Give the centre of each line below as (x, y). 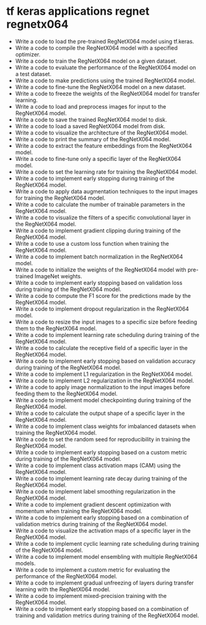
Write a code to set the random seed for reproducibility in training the (103, 439)
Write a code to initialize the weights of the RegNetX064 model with (101, 270)
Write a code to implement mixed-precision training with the (91, 596)
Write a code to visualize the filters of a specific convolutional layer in (103, 217)
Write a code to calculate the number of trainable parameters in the (100, 204)
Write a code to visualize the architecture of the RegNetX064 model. (101, 133)
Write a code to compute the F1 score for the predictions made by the (103, 295)
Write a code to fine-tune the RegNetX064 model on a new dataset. (100, 87)
